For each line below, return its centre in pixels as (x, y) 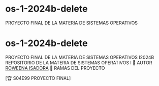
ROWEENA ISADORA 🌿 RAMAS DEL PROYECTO (55, 68)
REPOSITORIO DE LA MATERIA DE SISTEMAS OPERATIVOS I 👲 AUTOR (79, 62)
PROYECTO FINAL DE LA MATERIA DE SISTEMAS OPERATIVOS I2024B (80, 57)
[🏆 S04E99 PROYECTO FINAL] (38, 78)
